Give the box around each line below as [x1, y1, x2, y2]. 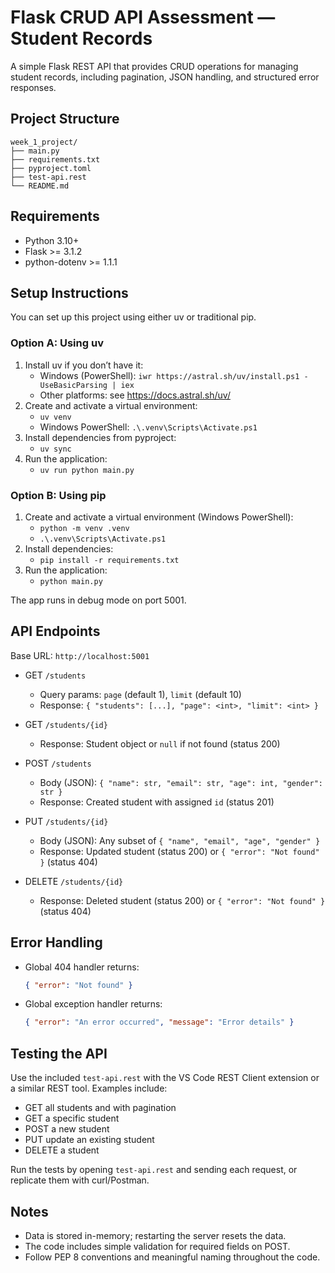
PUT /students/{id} [24, 815, 109, 827]
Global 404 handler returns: [24, 961, 140, 973]
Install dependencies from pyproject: [24, 431, 177, 443]
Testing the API [10, 1045, 108, 1062]
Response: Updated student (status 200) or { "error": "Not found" [39, 845, 320, 857]
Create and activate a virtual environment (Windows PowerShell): [24, 511, 294, 523]
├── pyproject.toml [10, 163, 92, 173]
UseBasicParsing [39, 380, 108, 390]
